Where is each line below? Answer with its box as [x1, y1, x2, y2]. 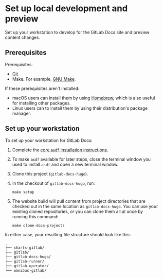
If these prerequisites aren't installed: [5, 86, 80, 91]
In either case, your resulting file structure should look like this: [5, 231, 131, 237]
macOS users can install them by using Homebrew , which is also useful [12, 95, 155, 101]
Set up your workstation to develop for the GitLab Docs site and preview [5, 29, 150, 35]
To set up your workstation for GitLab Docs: [5, 137, 92, 143]
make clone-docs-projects [12, 223, 65, 228]
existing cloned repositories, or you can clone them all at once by [12, 208, 143, 214]
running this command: [12, 213, 59, 219]
